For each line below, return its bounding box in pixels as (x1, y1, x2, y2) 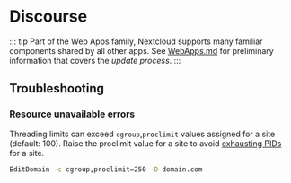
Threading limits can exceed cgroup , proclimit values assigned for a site (9, 128, 276, 139)
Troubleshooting (9, 81, 105, 96)
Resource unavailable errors (9, 108, 136, 120)
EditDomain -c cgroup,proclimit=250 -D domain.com (9, 164, 203, 174)
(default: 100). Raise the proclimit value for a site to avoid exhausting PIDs (9, 137, 282, 149)
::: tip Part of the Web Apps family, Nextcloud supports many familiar (9, 36, 263, 47)
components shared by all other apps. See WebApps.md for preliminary (9, 45, 274, 56)
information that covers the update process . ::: (9, 55, 181, 65)
